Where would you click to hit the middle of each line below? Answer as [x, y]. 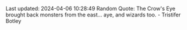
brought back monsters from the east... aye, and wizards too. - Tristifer [93, 15]
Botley [13, 21]
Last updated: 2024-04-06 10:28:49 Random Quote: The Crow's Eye [91, 9]
